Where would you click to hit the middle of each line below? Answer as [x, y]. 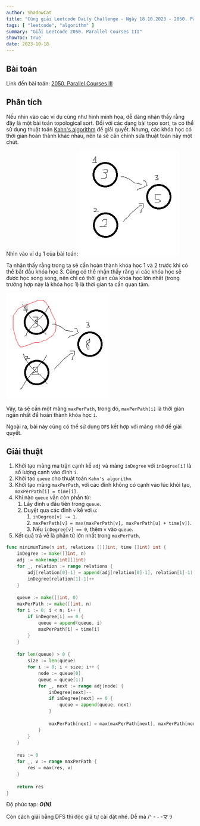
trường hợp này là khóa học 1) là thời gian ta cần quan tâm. [78, 284]
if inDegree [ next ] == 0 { [81, 699]
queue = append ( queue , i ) [70, 623]
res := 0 [28, 756]
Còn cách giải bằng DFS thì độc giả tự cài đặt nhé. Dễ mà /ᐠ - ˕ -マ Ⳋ [89, 817]
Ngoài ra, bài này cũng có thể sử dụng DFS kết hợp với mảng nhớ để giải [94, 426]
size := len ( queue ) [52, 661]
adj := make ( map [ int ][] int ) [51, 560]
